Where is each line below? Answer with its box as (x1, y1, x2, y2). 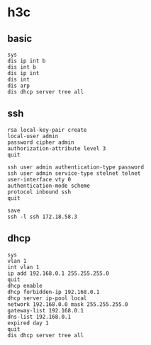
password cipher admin (7, 139, 74, 146)
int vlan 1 (7, 264, 40, 271)
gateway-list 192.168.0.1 (7, 307, 84, 314)
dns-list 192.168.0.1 (7, 313, 72, 320)
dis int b (7, 64, 37, 71)
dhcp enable (7, 282, 43, 289)
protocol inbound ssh (7, 188, 72, 196)
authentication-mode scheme (7, 182, 91, 189)
